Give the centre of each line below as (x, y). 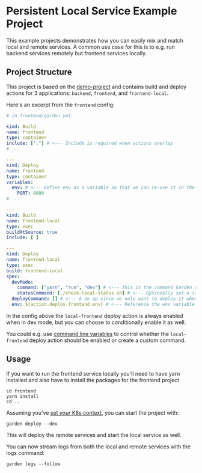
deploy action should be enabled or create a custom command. (108, 340)
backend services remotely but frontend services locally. (77, 53)
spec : (13, 276)
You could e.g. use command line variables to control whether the (88, 334)
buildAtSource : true (32, 232)
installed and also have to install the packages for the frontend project (93, 380)
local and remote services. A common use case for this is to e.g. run (91, 47)
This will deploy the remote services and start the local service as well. (94, 435)
